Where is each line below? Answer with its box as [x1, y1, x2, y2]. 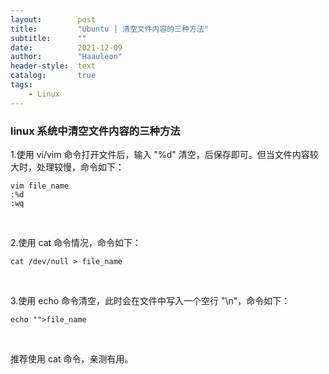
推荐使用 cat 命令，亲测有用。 [10, 352, 134, 365]
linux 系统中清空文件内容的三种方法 [10, 124, 181, 138]
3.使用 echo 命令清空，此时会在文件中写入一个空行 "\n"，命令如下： [10, 294, 291, 306]
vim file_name [10, 181, 70, 191]
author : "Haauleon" [10, 52, 123, 62]
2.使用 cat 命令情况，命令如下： [10, 236, 142, 248]
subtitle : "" [10, 33, 87, 43]
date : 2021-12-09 [10, 42, 123, 53]
